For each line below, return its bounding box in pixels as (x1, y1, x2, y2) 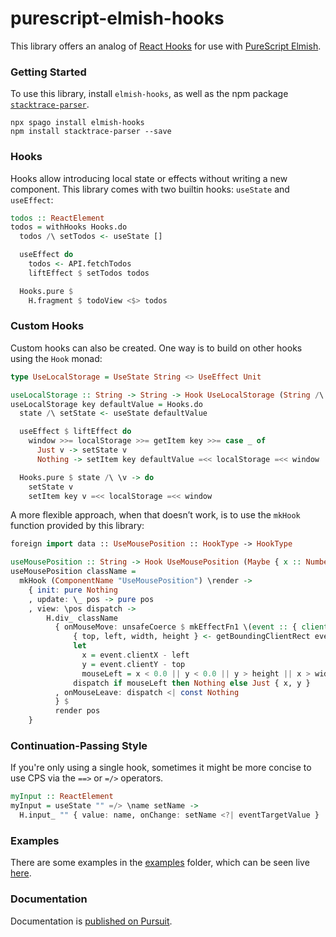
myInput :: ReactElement (10, 792, 114, 802)
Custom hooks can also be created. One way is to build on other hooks (10, 342, 303, 354)
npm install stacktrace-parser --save (10, 127, 172, 137)
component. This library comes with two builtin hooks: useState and (10, 183, 290, 195)
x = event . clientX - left (81, 650, 190, 661)
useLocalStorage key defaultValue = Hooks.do (10, 399, 203, 409)
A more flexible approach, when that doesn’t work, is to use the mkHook (10, 509, 301, 521)
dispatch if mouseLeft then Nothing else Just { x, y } (73, 678, 311, 688)
